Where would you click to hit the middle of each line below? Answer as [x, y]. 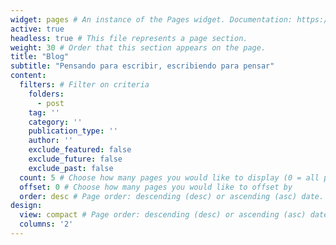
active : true [37, 29]
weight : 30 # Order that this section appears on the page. [138, 47]
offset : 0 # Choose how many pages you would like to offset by [156, 187]
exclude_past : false [71, 168]
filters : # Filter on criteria [84, 85]
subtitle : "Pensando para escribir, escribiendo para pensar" [142, 66]
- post [50, 103]
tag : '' [44, 112]
